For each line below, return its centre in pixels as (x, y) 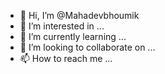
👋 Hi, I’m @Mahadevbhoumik (79, 15)
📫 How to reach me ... (66, 58)
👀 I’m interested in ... (62, 26)
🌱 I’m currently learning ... (73, 36)
